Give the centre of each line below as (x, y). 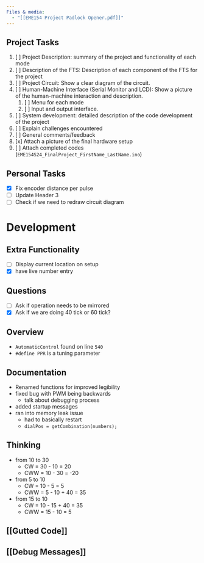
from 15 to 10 (31, 499)
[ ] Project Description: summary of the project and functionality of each (106, 57)
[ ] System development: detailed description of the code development (104, 115)
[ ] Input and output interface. (61, 109)
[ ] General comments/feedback (55, 135)
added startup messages (46, 406)
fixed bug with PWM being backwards (63, 394)
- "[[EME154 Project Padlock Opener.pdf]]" (68, 18)
